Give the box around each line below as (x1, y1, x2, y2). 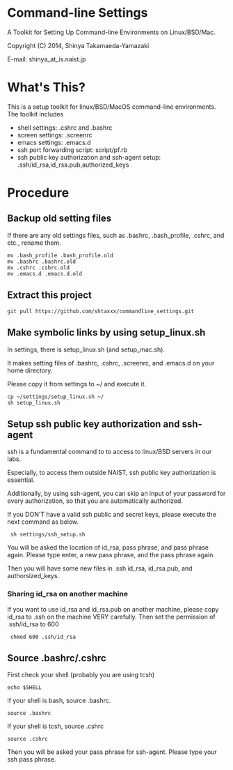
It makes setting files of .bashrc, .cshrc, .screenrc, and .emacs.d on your (7, 358, 215, 367)
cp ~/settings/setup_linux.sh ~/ (7, 393, 104, 400)
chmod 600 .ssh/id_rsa (10, 633, 77, 640)
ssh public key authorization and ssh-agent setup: (17, 153, 161, 161)
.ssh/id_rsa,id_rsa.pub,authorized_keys (17, 160, 129, 169)
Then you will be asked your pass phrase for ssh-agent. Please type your (7, 748, 217, 756)
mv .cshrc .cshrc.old (7, 264, 70, 271)
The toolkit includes (7, 110, 64, 118)
